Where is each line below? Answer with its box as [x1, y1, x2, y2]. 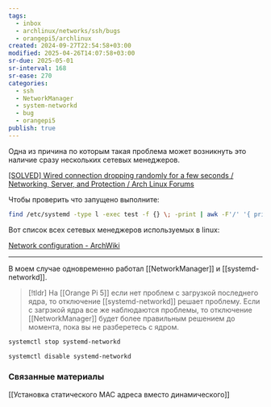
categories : [8, 79, 48, 87]
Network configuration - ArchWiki [8, 240, 120, 250]
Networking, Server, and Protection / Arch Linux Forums [8, 179, 195, 189]
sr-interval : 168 [8, 64, 67, 73]
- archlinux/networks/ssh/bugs [15, 27, 121, 35]
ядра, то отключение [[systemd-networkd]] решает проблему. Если [27, 296, 261, 306]
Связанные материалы [8, 372, 105, 383]
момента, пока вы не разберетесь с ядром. [27, 322, 179, 331]
